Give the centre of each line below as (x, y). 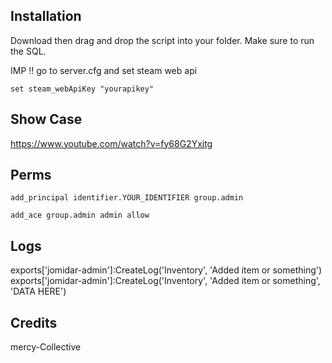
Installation (46, 16)
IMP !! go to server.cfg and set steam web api (104, 70)
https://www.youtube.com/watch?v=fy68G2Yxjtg (111, 143)
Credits (34, 322)
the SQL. (28, 51)
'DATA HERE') (38, 291)
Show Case (46, 119)
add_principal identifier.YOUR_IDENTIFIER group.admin (127, 198)
